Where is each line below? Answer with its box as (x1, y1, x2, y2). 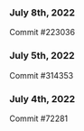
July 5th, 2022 (9, 50, 75, 62)
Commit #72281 (9, 113, 69, 124)
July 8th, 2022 (9, 6, 75, 19)
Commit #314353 (9, 70, 74, 80)
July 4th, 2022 (9, 92, 76, 105)
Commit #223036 (9, 27, 75, 38)
